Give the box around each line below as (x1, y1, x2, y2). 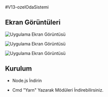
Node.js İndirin (12, 77, 42, 83)
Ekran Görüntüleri (5, 18, 61, 26)
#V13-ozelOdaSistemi (5, 4, 49, 10)
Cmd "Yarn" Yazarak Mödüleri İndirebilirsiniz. (12, 87, 104, 93)
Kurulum (5, 65, 32, 73)
